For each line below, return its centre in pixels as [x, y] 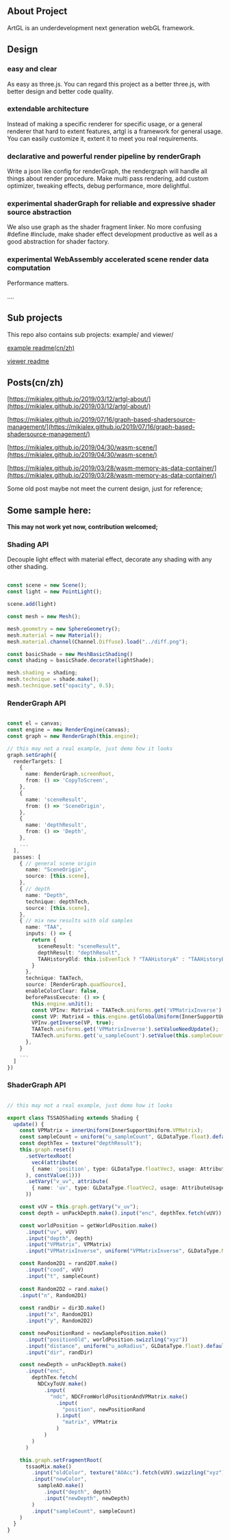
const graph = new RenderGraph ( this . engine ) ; [73, 736]
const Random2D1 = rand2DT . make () [68, 1263]
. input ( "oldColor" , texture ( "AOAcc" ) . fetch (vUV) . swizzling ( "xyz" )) [130, 1473]
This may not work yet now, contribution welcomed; [83, 527]
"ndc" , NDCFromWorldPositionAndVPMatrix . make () [119, 1397]
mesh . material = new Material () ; [55, 635]
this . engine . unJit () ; [63, 1004]
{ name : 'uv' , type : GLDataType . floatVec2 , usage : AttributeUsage [128, 1188]
